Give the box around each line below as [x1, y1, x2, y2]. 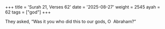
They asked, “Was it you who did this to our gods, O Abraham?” [5, 19, 136, 24]
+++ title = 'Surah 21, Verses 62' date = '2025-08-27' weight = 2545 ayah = [5, 4, 160, 10]
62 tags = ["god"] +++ [5, 9, 51, 15]
